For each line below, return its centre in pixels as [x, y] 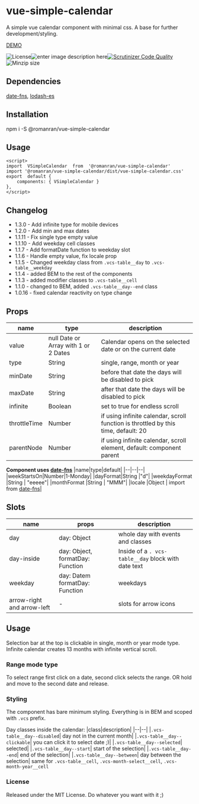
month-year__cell [28, 767]
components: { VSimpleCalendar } [58, 182]
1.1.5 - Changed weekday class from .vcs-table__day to [82, 263]
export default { [29, 177]
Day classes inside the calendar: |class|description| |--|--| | [79, 730]
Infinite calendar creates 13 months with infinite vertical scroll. [82, 649]
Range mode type [32, 664]
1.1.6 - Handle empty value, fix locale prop [66, 256]
